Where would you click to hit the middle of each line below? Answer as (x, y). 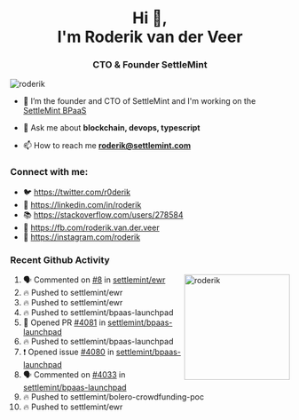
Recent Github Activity (60, 259)
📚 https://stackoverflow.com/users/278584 (103, 214)
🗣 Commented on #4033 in (74, 375)
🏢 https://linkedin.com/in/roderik (82, 204)
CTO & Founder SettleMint (150, 65)
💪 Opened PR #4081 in (64, 322)
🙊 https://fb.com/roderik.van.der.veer (91, 227)
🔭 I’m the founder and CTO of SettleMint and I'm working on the (139, 101)
